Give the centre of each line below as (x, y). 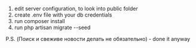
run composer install (39, 21)
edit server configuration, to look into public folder (76, 9)
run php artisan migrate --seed (52, 27)
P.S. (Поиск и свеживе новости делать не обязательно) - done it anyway (98, 39)
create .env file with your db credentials (63, 15)
